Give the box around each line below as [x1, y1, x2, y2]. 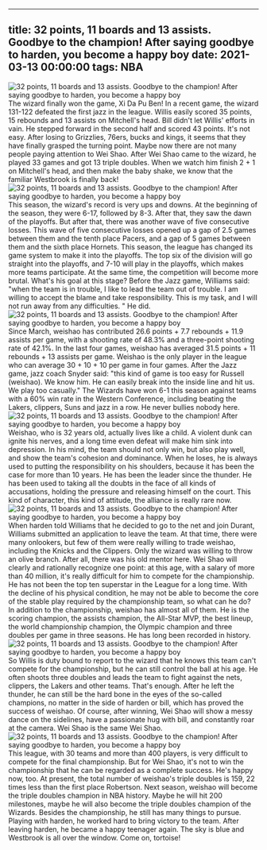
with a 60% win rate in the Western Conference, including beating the [8, 394, 237, 404]
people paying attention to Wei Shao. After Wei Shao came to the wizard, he [8, 149, 257, 159]
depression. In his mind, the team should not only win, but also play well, [8, 444, 246, 454]
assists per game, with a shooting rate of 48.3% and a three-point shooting [8, 334, 254, 344]
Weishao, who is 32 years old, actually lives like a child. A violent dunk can [8, 427, 253, 437]
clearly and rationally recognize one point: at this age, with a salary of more [8, 562, 255, 572]
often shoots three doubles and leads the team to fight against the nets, [8, 672, 242, 682]
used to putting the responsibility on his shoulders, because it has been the [8, 462, 254, 471]
